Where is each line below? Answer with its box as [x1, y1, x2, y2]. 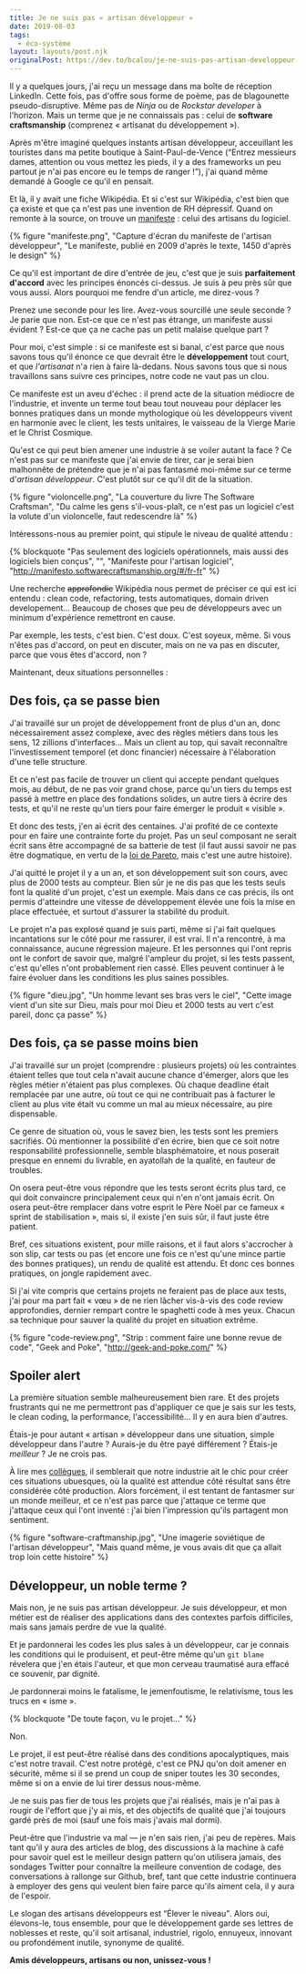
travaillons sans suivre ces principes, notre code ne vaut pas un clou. [9, 371, 270, 381]
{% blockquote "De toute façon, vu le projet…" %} [9, 1713, 197, 1724]
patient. [9, 1220, 38, 1231]
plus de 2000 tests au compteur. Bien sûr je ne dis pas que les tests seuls [9, 877, 286, 888]
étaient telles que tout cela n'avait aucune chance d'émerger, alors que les [9, 1069, 290, 1080]
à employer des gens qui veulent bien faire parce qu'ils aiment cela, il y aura [9, 1881, 295, 1892]
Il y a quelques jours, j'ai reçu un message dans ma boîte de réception [9, 81, 272, 91]
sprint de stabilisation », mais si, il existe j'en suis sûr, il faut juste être [9, 1211, 270, 1222]
